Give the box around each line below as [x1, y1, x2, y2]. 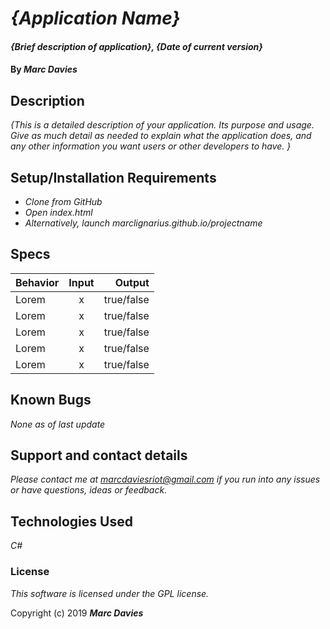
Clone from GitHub [24, 196, 103, 207]
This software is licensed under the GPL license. [10, 587, 210, 599]
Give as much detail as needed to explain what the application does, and [10, 130, 312, 142]
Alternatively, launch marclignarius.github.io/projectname [24, 217, 263, 229]
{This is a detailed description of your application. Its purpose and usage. [10, 119, 315, 131]
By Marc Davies [10, 63, 78, 76]
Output [114, 275, 150, 289]
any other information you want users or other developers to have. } [10, 140, 292, 152]
